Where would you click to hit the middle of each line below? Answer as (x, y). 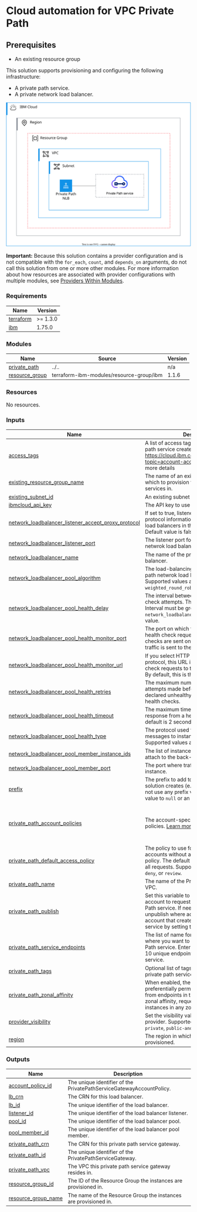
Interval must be (165, 608)
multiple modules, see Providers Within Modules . (65, 281)
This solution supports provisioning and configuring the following (85, 70)
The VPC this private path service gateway (119, 1166)
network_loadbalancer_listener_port (52, 543)
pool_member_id (29, 1132)
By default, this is (166, 674)
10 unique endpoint (169, 954)
